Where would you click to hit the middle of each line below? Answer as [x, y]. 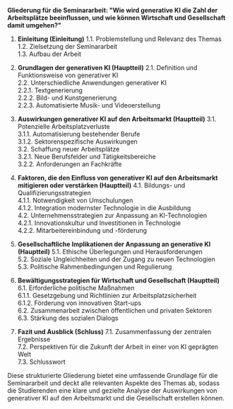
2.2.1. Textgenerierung [50, 90]
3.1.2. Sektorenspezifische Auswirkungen [77, 142]
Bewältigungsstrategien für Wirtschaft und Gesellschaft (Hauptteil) [119, 280]
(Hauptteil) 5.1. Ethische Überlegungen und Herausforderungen [110, 252]
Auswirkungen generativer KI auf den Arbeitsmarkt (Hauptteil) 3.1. [117, 119]
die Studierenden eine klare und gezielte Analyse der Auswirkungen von [112, 391]
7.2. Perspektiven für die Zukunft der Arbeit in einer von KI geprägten [118, 347]
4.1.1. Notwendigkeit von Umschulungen [75, 200]
